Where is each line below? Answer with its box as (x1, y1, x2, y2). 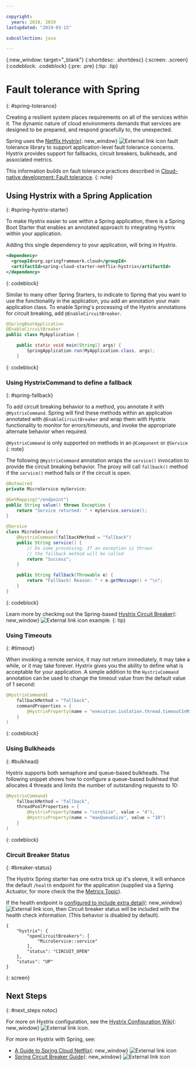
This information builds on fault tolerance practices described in (6, 167, 160, 174)
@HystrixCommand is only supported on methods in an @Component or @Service (6, 440, 188, 447)
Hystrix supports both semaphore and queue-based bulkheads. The (6, 769, 170, 776)
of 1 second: (6, 681, 36, 688)
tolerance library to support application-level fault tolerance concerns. (6, 144, 175, 151)
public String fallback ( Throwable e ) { (16, 572, 114, 578)
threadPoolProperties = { (16, 804, 80, 810)
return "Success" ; (27, 556, 72, 562)
